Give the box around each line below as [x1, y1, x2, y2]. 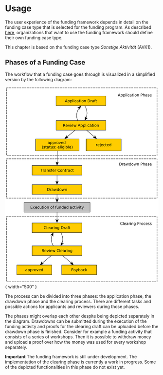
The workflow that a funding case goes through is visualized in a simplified [5, 71, 155, 77]
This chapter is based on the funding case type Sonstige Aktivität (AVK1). [5, 44, 152, 50]
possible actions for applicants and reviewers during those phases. [5, 304, 140, 309]
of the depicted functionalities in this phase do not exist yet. [5, 364, 125, 370]
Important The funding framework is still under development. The [5, 354, 137, 360]
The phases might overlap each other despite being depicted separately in [5, 313, 155, 319]
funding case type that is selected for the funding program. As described [5, 24, 152, 30]
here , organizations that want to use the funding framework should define [5, 29, 153, 35]
